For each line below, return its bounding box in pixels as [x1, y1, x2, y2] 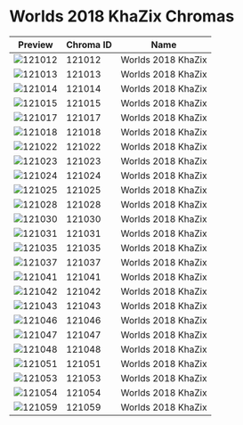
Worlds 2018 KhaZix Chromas [9, 6, 235, 27]
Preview [17, 38, 53, 51]
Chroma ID [66, 38, 113, 51]
